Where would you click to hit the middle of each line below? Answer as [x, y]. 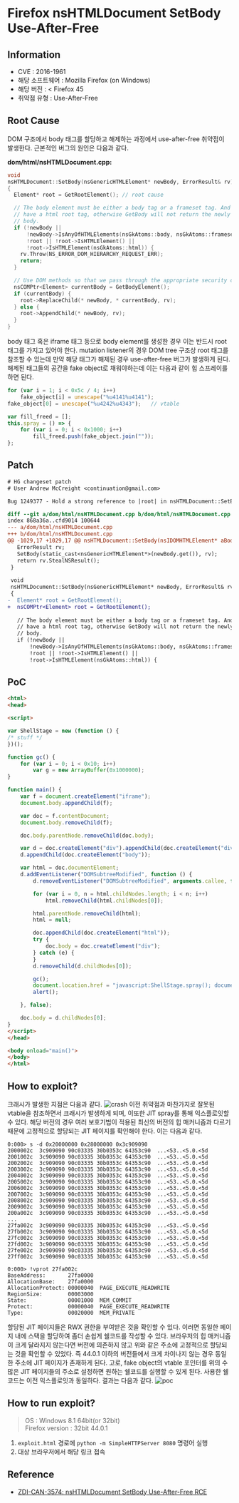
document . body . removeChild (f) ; [67, 822]
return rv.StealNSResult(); [58, 560]
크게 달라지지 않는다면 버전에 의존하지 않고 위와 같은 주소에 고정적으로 [111, 1345]
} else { [27, 307]
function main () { [34, 790]
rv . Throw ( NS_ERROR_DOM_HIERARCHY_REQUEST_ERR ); [92, 255]
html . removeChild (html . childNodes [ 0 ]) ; [104, 901]
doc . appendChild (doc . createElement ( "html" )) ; [102, 933]
